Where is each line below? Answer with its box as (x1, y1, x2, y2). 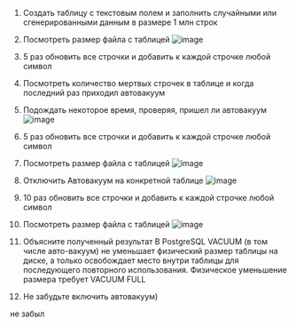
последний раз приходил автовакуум (22, 88, 166, 98)
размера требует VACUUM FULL (22, 274, 146, 284)
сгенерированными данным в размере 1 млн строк (22, 17, 218, 28)
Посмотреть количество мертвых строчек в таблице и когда (22, 78, 254, 88)
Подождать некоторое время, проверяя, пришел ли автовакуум (22, 105, 267, 115)
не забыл (10, 308, 45, 319)
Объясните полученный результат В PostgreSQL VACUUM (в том (22, 236, 269, 247)
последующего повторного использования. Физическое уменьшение (22, 265, 287, 274)
